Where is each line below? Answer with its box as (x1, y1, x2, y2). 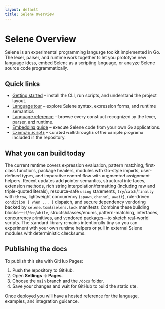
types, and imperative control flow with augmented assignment (22, 173, 150, 178)
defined (5, 173, 21, 178)
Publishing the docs (5, 245, 67, 253)
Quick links (5, 80, 40, 88)
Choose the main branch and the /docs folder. (12, 278, 104, 284)
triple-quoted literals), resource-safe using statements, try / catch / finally (5, 188, 154, 194)
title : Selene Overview (5, 12, 54, 17)
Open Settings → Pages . (12, 272, 63, 278)
